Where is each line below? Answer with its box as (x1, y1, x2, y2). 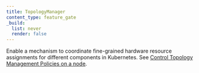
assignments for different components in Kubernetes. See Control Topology (6, 54, 193, 61)
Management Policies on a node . (6, 60, 88, 68)
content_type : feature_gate (6, 14, 77, 20)
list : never (11, 25, 42, 32)
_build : (6, 20, 26, 26)
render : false (11, 31, 47, 37)
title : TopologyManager (6, 8, 66, 15)
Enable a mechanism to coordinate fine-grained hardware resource (6, 47, 172, 54)
